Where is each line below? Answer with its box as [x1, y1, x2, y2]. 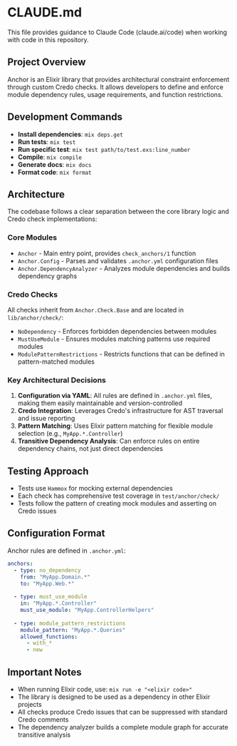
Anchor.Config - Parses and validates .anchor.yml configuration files [17, 256, 218, 265]
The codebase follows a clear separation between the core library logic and [7, 208, 229, 216]
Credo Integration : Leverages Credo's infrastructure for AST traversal [17, 407, 223, 415]
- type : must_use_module [14, 593, 88, 601]
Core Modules [7, 233, 58, 242]
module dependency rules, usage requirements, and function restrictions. [7, 90, 223, 98]
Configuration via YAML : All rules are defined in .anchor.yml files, [17, 392, 212, 400]
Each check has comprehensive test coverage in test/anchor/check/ [17, 491, 220, 500]
